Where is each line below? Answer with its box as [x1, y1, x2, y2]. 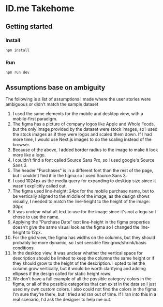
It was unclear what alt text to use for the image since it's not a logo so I [12, 208, 156, 214]
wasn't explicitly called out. [12, 183, 67, 188]
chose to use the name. [12, 214, 60, 220]
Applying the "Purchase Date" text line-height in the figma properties [12, 219, 150, 225]
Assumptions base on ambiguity [5, 83, 105, 91]
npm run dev [5, 70, 30, 75]
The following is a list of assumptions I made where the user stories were [5, 96, 151, 102]
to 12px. [26, 229, 42, 235]
